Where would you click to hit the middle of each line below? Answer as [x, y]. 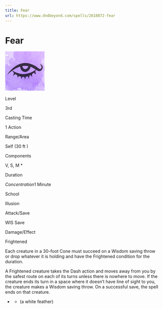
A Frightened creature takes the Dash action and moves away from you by [81, 271]
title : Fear [17, 10]
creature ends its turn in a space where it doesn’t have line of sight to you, [81, 282]
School [12, 194]
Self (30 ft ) [17, 146]
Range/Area [17, 137]
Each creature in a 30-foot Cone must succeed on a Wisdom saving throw [80, 251]
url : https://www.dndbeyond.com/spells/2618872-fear [60, 15]
